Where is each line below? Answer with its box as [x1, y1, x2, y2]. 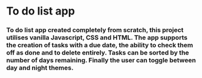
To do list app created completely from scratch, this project [6, 26, 184, 34]
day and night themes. [6, 63, 74, 72]
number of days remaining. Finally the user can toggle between [6, 56, 197, 65]
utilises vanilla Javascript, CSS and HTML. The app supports [6, 33, 187, 42]
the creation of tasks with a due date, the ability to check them [6, 41, 194, 50]
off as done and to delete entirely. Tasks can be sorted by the [6, 48, 189, 57]
